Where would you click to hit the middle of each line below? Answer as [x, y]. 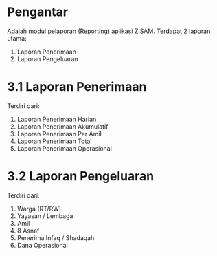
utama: [17, 38]
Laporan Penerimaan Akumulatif [62, 126]
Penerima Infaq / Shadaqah [56, 237]
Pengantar [38, 12]
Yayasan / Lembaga [45, 216]
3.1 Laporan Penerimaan [77, 87]
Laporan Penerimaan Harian [57, 119]
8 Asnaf [28, 231]
